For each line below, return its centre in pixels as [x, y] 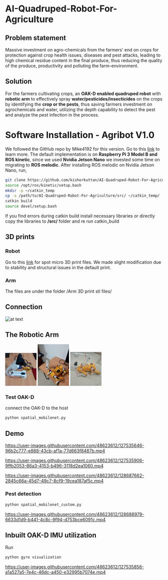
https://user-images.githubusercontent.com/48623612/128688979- [75, 514]
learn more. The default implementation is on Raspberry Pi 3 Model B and [81, 154]
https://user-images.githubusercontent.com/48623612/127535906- [75, 460]
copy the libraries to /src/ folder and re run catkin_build [62, 221]
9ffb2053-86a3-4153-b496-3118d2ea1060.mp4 [54, 465]
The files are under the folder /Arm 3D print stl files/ [58, 291]
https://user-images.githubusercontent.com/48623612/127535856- [74, 566]
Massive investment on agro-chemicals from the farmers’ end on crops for [82, 50]
